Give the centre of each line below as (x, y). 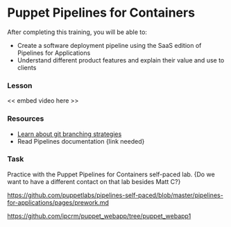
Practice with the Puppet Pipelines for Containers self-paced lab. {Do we (111, 174)
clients (27, 67)
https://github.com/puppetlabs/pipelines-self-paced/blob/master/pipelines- (115, 195)
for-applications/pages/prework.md (58, 202)
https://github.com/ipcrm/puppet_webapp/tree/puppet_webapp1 (99, 216)
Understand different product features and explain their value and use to (121, 60)
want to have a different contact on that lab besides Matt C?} (94, 181)
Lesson (20, 85)
